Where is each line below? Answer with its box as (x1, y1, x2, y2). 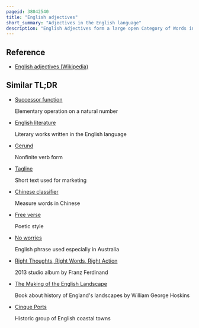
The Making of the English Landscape (14, 280, 108, 287)
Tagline (14, 165, 33, 172)
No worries (14, 234, 43, 241)
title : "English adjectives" (6, 14, 78, 20)
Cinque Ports (14, 303, 47, 310)
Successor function (14, 96, 63, 103)
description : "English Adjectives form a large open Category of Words (6, 25, 187, 31)
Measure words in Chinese (14, 200, 81, 207)
